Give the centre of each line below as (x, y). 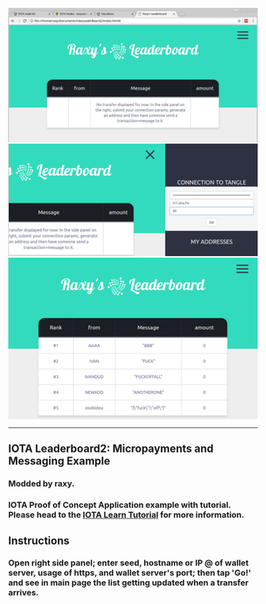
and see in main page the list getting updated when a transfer (129, 583)
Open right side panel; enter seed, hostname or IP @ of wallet (129, 563)
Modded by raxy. (42, 484)
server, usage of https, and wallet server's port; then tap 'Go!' (130, 573)
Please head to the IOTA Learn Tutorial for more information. (126, 515)
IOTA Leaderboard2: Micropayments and (111, 449)
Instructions (39, 540)
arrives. (24, 593)
